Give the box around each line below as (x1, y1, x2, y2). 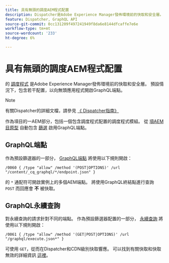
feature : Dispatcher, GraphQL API (5, 17, 78, 22)
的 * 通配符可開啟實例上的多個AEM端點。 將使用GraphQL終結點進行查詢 (5, 179, 154, 185)
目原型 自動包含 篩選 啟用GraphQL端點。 (5, 124, 90, 130)
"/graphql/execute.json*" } (5, 236, 64, 242)
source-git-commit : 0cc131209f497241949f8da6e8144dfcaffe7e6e (5, 21, 138, 27)
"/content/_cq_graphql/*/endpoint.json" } (5, 169, 96, 174)
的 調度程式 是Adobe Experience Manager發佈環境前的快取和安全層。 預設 (5, 81, 159, 87)
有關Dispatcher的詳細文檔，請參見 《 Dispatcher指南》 (5, 107, 119, 113)
